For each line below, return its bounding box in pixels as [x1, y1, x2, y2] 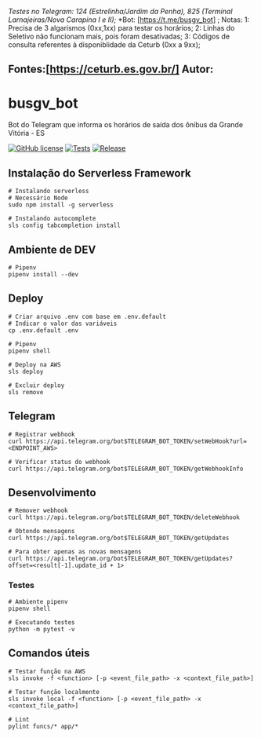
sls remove [8, 388, 44, 396]
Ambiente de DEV [8, 243, 96, 256]
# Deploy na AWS [8, 360, 61, 368]
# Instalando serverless [8, 188, 89, 195]
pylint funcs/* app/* [8, 722, 79, 730]
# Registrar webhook [8, 430, 76, 438]
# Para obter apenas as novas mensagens [8, 548, 143, 556]
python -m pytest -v [8, 625, 76, 633]
